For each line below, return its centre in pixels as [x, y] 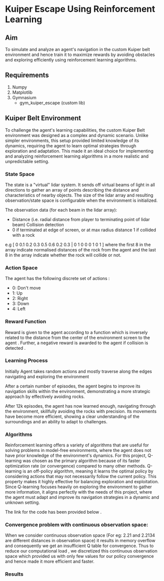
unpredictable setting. [27, 161]
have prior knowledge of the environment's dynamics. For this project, [76, 456]
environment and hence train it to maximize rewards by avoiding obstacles [80, 55]
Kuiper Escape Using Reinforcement [80, 9]
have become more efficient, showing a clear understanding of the [72, 416]
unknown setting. [23, 502]
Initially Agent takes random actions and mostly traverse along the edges [79, 371]
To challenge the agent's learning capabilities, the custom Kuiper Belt [75, 130]
